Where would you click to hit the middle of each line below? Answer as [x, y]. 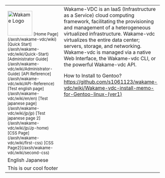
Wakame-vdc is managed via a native [107, 52]
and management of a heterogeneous [107, 28]
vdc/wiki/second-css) [28, 153]
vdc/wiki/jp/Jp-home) [28, 128]
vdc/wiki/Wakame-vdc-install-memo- [109, 88]
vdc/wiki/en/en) [23, 98]
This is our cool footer [33, 168]
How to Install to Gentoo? [93, 76]
